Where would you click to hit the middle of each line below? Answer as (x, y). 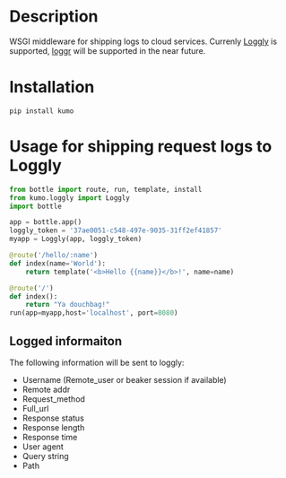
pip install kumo (42, 111)
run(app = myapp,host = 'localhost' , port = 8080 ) (94, 313)
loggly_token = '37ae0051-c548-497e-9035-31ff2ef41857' (116, 230)
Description (54, 17)
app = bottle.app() (46, 222)
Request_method (53, 399)
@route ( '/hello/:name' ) (54, 256)
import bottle (36, 206)
